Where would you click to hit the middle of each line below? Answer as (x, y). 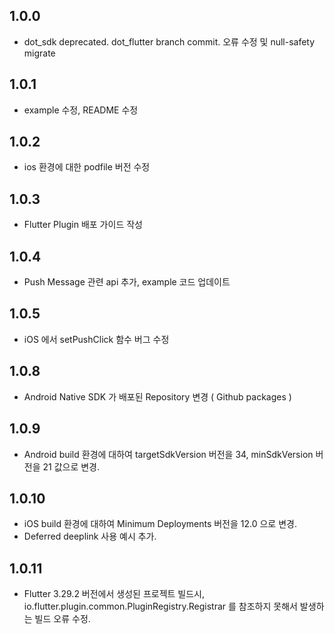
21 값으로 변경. (71, 466)
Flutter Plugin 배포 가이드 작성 (83, 225)
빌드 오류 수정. (62, 619)
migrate (39, 53)
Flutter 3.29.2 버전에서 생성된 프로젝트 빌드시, (114, 594)
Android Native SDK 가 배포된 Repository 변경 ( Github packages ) (157, 396)
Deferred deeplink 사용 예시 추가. (90, 536)
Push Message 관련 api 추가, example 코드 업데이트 (127, 282)
